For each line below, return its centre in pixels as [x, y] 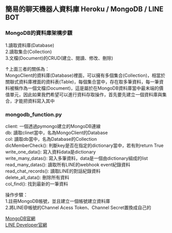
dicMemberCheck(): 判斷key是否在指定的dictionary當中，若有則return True [84, 145]
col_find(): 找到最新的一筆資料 [37, 184]
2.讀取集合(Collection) [29, 51]
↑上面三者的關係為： [27, 69]
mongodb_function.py [34, 114]
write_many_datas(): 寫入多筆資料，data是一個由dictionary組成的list [77, 158]
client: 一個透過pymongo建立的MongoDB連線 [53, 126]
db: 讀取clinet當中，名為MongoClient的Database [57, 133]
